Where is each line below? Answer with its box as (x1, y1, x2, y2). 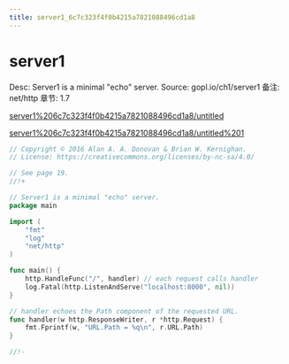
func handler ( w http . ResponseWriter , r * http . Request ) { (9, 315, 224, 324)
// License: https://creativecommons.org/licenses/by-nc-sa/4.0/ (9, 152, 255, 162)
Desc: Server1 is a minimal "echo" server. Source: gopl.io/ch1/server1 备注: (9, 81, 280, 92)
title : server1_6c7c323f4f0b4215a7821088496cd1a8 (9, 12, 196, 22)
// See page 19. (9, 169, 69, 178)
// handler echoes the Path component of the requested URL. (9, 306, 240, 315)
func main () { (9, 267, 62, 275)
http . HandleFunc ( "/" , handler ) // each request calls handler (25, 275, 259, 283)
